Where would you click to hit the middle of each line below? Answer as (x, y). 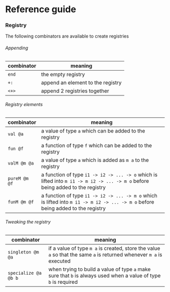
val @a (16, 134)
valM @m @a (21, 163)
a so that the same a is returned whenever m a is (105, 255)
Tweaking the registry (28, 222)
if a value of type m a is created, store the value (104, 248)
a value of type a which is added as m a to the (95, 160)
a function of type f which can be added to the (97, 145)
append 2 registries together (75, 91)
